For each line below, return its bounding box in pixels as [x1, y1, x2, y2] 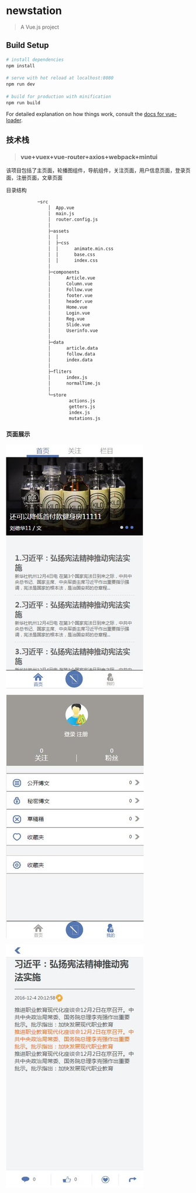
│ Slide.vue [47, 322, 91, 328]
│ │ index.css [47, 257, 98, 264]
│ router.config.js [47, 216, 98, 223]
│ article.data [47, 345, 98, 352]
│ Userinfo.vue [47, 328, 98, 334]
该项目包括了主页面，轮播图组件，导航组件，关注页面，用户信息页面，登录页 [6, 167, 191, 174]
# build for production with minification [6, 94, 111, 99]
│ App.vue [47, 205, 75, 211]
